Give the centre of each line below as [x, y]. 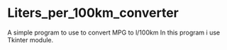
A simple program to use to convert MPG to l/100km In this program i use [114, 32]
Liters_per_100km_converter [93, 13]
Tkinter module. [31, 39]
